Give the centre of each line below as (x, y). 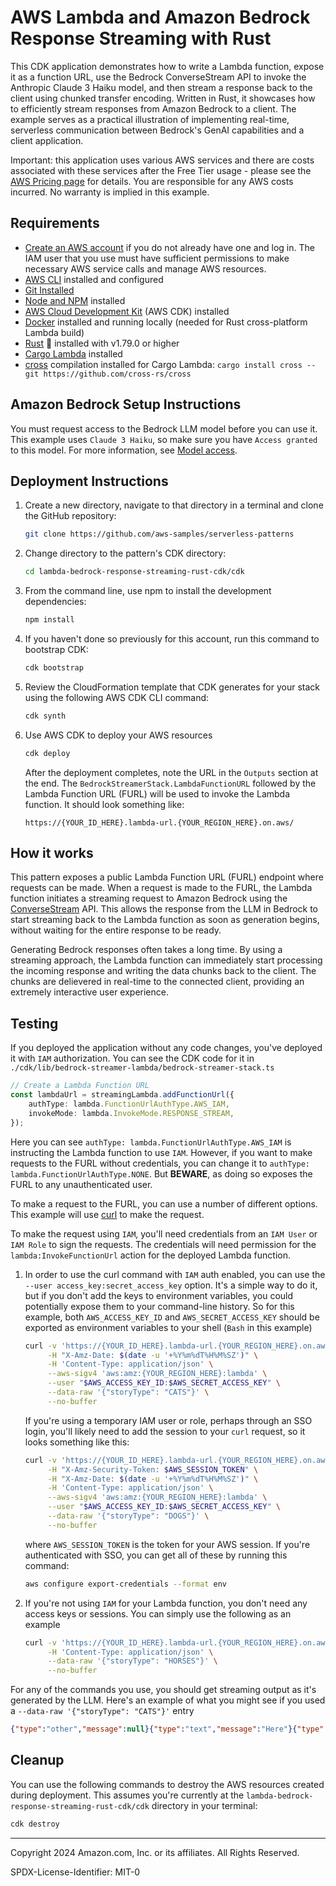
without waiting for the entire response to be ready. (116, 930)
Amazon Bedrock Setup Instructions (126, 404)
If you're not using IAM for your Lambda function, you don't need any (166, 1603)
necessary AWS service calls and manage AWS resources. (145, 268)
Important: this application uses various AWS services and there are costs (162, 160)
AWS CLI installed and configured (94, 279)
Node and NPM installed (75, 300)
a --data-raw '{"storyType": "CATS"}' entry (102, 1711)
